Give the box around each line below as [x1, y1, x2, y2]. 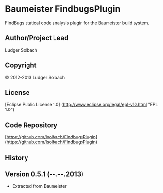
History [5, 153, 28, 162]
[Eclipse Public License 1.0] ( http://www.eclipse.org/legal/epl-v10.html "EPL [5, 102, 158, 108]
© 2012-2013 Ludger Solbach [5, 74, 65, 80]
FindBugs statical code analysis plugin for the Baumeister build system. [5, 20, 150, 26]
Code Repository [5, 121, 58, 129]
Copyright [5, 61, 37, 70]
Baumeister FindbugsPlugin [5, 3, 121, 15]
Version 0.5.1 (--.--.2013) [5, 170, 84, 178]
